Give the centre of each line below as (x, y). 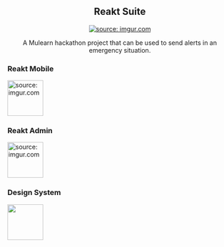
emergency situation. (120, 50)
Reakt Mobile (31, 68)
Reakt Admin (30, 131)
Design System (34, 193)
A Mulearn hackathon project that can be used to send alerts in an (120, 43)
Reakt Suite (120, 12)
